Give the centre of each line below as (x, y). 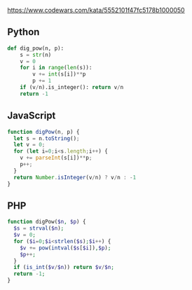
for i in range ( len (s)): (56, 68)
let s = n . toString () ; (47, 138)
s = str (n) (36, 55)
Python (23, 32)
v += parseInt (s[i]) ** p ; (56, 158)
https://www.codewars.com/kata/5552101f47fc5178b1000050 (96, 10)
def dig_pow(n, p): (36, 48)
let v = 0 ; (29, 145)
